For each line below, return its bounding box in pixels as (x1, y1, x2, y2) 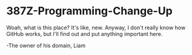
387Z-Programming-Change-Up (6, 4, 173, 18)
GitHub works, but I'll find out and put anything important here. (6, 30, 163, 37)
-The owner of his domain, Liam (6, 42, 86, 49)
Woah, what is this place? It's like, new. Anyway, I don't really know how (6, 24, 186, 31)
